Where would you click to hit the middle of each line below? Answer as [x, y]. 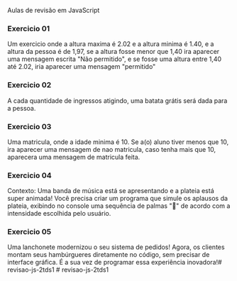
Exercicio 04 [29, 175]
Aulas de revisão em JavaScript [54, 10]
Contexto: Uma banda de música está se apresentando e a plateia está [111, 191]
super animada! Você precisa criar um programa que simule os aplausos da [118, 199]
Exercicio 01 [29, 28]
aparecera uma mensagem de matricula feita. [74, 157]
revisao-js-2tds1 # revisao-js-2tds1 [58, 270]
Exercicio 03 [29, 126]
